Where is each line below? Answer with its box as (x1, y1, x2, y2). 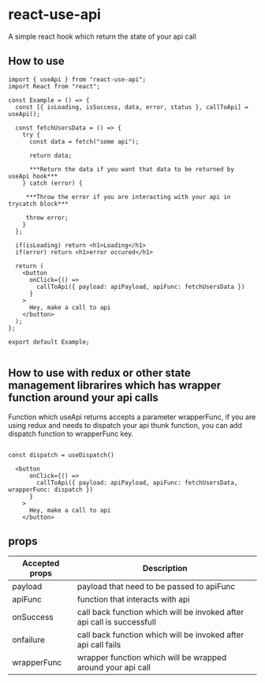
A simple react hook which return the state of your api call (8, 32, 197, 41)
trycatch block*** (8, 200, 69, 208)
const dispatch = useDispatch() (8, 451, 114, 459)
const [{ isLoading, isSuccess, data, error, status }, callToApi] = (15, 103, 248, 111)
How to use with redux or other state (8, 366, 191, 380)
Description (142, 563, 188, 574)
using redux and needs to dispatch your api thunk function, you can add (8, 420, 242, 430)
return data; (28, 152, 73, 159)
